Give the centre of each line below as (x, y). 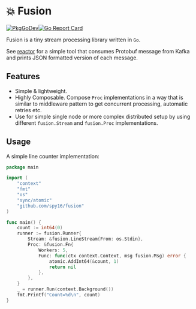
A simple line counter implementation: (53, 156)
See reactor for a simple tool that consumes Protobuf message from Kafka (98, 51)
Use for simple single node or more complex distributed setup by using (102, 116)
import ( (17, 178)
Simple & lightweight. (41, 91)
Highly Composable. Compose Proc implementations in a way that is (99, 97)
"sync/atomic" (34, 200)
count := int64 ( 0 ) (40, 228)
